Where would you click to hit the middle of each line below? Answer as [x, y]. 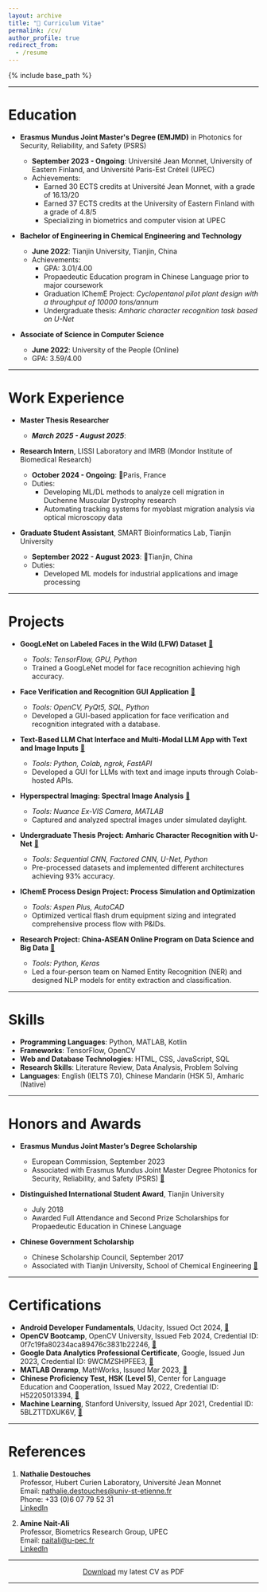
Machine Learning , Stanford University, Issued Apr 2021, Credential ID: [136, 1403]
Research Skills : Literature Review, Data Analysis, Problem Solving [129, 1067]
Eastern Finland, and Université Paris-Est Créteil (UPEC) [123, 169]
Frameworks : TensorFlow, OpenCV [77, 1050]
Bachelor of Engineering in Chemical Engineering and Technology [131, 235]
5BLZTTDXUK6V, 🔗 [51, 1412]
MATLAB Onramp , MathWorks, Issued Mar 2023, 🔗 [104, 1370]
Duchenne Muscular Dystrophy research [110, 500]
